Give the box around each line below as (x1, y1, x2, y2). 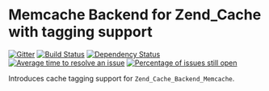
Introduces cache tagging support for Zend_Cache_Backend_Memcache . (8, 73, 235, 83)
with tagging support (8, 23, 153, 41)
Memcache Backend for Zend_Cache (8, 6, 262, 24)
